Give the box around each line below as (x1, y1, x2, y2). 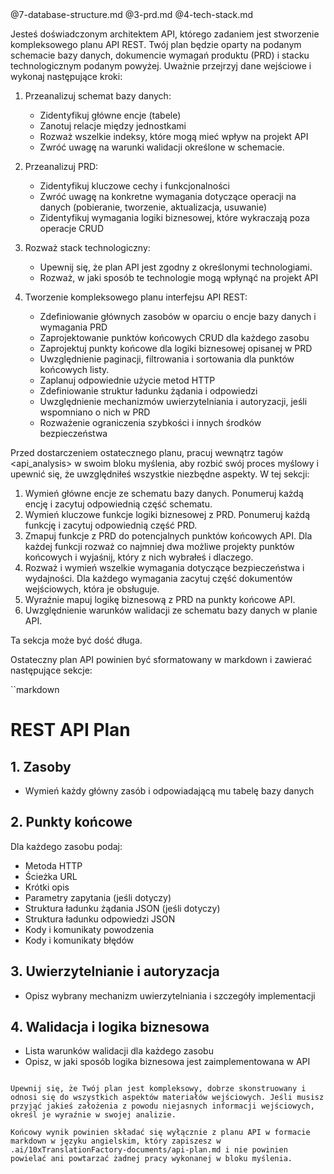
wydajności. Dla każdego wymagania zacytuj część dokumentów (24, 573, 293, 584)
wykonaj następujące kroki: (10, 71, 123, 82)
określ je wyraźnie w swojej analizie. (10, 1110, 177, 1120)
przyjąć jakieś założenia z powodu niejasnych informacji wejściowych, (10, 1101, 315, 1112)
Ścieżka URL (24, 870, 78, 882)
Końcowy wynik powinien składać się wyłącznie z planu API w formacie (10, 1128, 311, 1138)
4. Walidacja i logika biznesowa (10, 1019, 210, 1036)
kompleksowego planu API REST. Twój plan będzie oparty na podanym (10, 39, 302, 50)
